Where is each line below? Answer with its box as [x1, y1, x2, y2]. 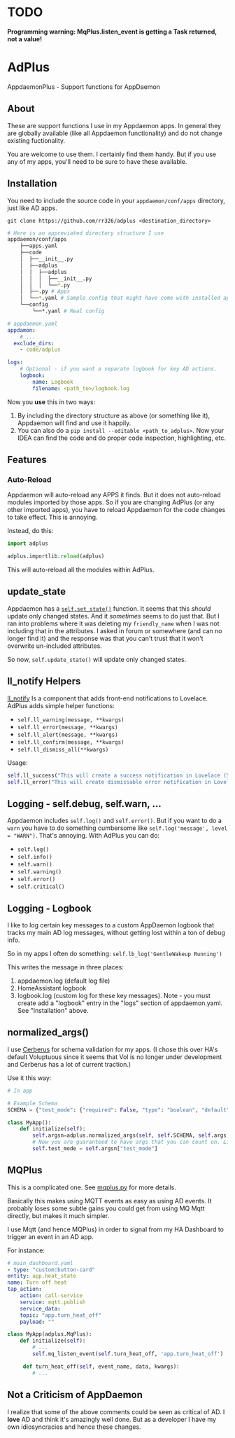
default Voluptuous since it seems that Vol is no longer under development [7, 1052, 222, 1061]
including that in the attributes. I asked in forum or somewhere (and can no [7, 626, 222, 635]
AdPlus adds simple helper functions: [7, 701, 115, 710]
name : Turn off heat [7, 1279, 68, 1286]
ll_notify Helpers [7, 675, 81, 687]
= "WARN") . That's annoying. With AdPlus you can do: [7, 831, 159, 840]
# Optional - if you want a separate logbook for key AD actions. [20, 366, 218, 373]
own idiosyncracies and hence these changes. [7, 1423, 141, 1431]
